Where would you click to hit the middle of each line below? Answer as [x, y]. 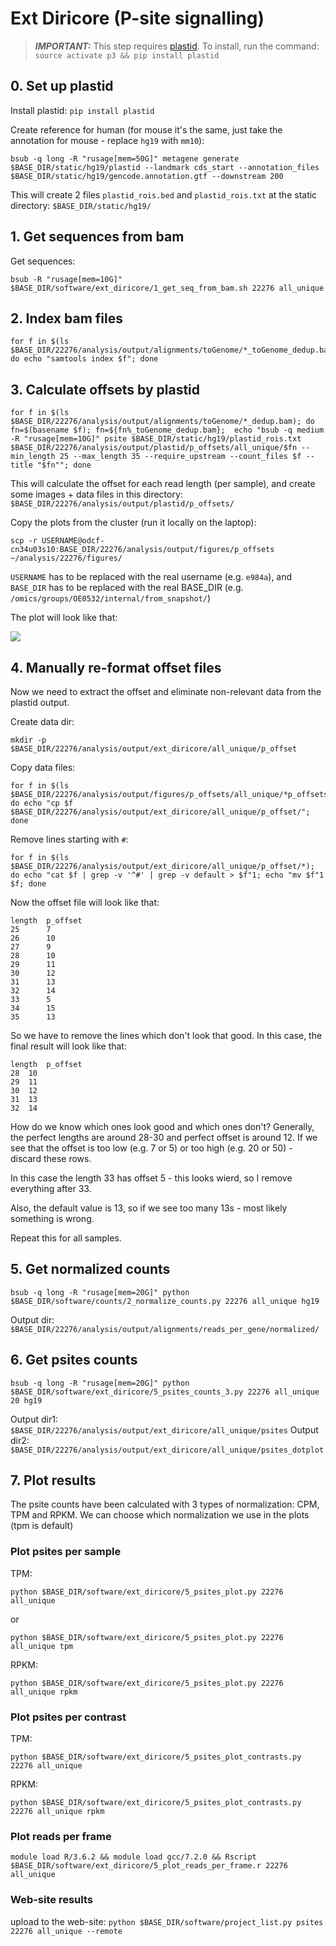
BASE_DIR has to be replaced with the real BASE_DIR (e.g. [127, 588]
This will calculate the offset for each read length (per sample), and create [163, 484]
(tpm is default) [42, 1526]
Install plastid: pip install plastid [82, 110]
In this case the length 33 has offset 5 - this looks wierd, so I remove [151, 1178]
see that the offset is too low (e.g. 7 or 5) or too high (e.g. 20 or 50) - [151, 1148]
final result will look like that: [68, 1046]
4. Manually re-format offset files [116, 667]
